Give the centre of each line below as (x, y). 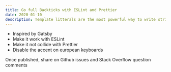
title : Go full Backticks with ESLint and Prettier (61, 10)
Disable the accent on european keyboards (58, 50)
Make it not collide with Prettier (45, 45)
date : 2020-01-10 (24, 15)
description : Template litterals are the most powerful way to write (81, 19)
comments (17, 65)
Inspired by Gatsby (32, 34)
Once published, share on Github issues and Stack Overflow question (78, 60)
